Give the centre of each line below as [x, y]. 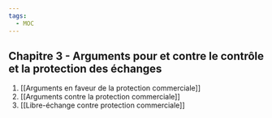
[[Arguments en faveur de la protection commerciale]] [110, 88]
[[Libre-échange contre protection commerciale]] [102, 105]
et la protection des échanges [85, 68]
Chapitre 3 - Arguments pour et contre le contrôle [136, 56]
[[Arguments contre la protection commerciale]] [100, 97]
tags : [17, 16]
